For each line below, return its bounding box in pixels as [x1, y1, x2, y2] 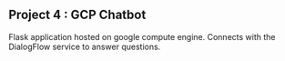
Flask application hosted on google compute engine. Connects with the [8, 31, 276, 42]
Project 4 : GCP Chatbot [8, 7, 147, 23]
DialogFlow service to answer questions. [8, 41, 161, 52]
